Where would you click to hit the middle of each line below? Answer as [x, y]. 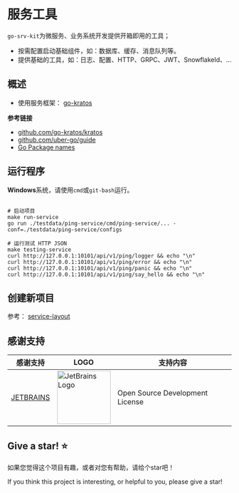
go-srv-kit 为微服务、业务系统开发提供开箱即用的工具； [89, 36]
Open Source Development [163, 393]
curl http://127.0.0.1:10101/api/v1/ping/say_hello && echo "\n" [106, 275]
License [131, 402]
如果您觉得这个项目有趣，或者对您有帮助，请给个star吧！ [91, 467]
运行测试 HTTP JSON [41, 243]
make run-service [33, 217]
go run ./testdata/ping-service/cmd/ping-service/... [89, 223]
